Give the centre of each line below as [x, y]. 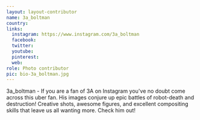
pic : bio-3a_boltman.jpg [38, 74]
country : [17, 23]
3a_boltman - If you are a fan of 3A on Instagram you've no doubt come [96, 91]
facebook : [24, 40]
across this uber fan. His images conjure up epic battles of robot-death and [100, 98]
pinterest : [25, 57]
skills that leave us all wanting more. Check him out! [71, 110]
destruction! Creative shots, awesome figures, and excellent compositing [98, 104]
